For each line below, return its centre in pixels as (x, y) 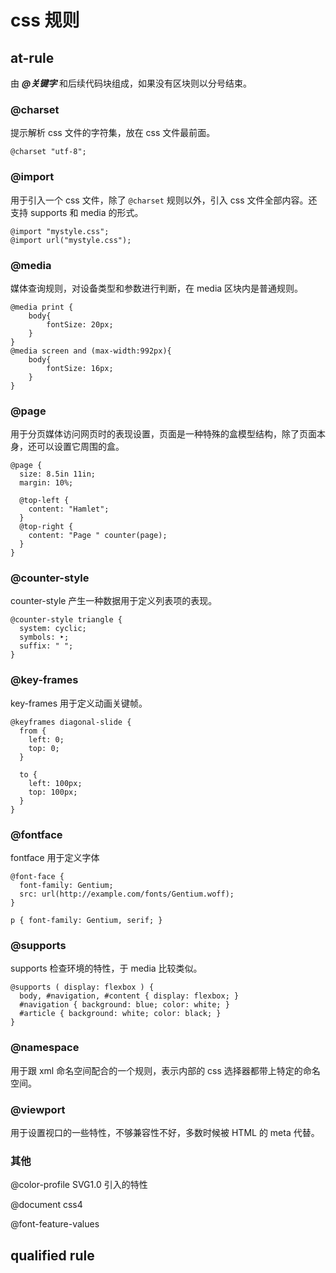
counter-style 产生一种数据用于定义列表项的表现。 (114, 601)
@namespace (45, 1048)
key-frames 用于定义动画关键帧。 (79, 703)
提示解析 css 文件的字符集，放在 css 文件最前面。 (113, 133)
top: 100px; (53, 792)
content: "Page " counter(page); (98, 536)
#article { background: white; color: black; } (120, 1014)
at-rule (32, 57)
